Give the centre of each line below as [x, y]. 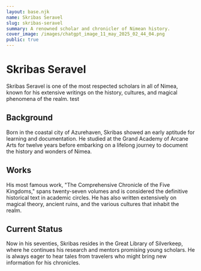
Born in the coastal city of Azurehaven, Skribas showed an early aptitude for [100, 132]
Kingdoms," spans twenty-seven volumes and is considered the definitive [97, 191]
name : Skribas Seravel [34, 17]
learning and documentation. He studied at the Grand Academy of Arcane [97, 138]
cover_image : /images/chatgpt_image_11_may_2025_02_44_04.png [85, 34]
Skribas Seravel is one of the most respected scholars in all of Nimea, [92, 86]
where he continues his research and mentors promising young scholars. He [100, 250]
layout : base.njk [28, 12]
